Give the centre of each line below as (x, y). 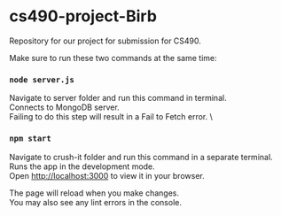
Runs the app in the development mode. (82, 166)
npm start (30, 139)
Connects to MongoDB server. (64, 107)
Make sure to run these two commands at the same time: (113, 58)
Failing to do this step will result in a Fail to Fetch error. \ (111, 117)
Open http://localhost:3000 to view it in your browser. (107, 175)
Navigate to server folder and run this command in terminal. (118, 98)
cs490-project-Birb (83, 16)
